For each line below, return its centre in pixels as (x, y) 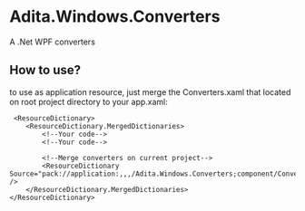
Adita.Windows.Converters (115, 17)
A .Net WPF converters (52, 42)
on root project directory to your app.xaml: (89, 101)
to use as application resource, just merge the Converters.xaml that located (150, 91)
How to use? (45, 70)
